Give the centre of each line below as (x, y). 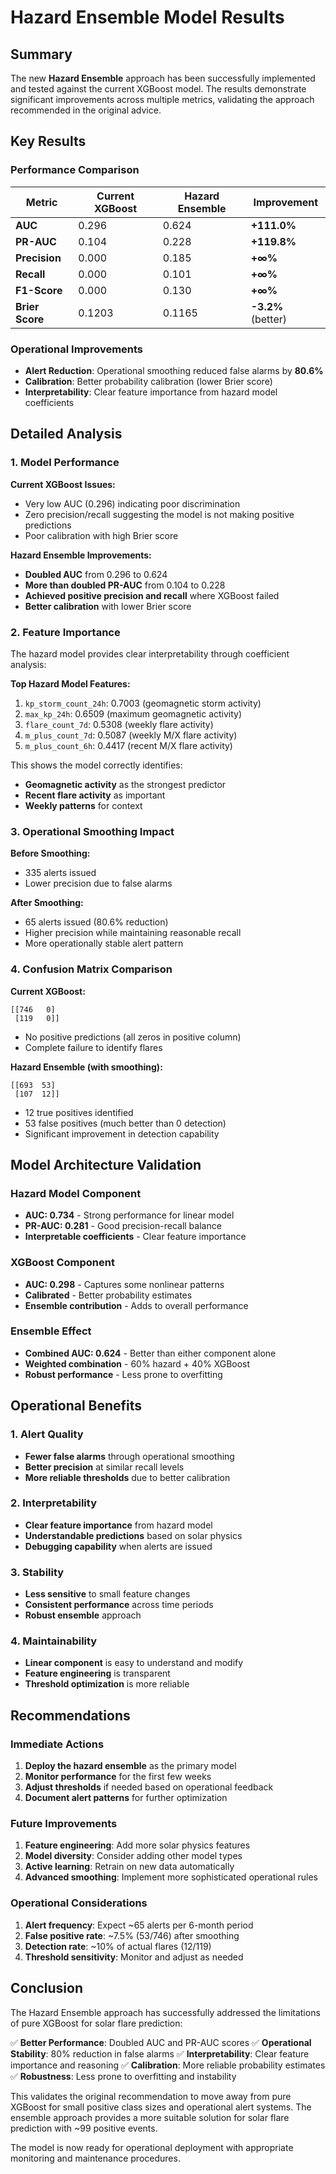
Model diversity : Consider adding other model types (133, 1856)
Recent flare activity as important (95, 795)
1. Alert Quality (47, 1434)
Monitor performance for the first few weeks (118, 1777)
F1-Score (39, 290)
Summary (41, 54)
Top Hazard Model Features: (70, 683)
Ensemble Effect (51, 1331)
